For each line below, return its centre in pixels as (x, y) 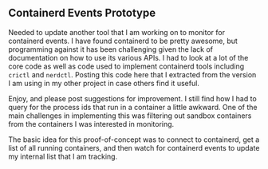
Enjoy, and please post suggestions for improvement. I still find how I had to (132, 98)
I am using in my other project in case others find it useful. (104, 83)
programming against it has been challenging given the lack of (111, 49)
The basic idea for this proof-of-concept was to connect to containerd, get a (134, 140)
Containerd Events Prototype (82, 13)
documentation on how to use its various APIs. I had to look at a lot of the (128, 57)
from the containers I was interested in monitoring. (91, 124)
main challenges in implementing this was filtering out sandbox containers (130, 116)
